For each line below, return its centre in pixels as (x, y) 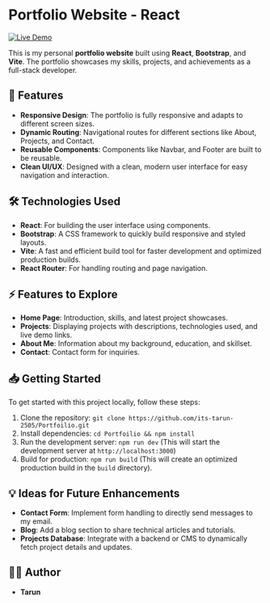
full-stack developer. (43, 70)
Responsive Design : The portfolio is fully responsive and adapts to (131, 115)
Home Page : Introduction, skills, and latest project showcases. (124, 318)
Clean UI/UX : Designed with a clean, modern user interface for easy (134, 167)
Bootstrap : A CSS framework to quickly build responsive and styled (133, 234)
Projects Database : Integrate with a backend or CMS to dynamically (134, 538)
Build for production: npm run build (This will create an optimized (129, 459)
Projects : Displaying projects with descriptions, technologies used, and (139, 327)
